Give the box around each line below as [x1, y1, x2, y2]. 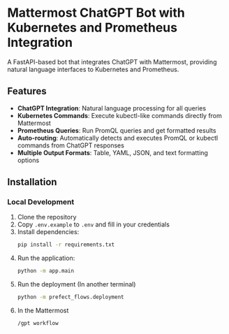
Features [7, 85, 47, 97]
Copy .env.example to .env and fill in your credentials [17, 220, 170, 228]
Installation [7, 176, 57, 188]
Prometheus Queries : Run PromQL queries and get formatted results [17, 126, 216, 134]
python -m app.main [17, 268, 75, 275]
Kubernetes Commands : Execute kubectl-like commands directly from [17, 111, 222, 119]
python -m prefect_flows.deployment [17, 293, 124, 301]
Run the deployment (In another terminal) [17, 280, 136, 289]
